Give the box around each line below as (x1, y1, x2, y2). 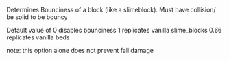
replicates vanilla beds (6, 33, 70, 41)
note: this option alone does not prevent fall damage (6, 47, 154, 54)
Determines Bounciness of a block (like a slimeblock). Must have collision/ (6, 6, 217, 14)
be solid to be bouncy (6, 13, 68, 21)
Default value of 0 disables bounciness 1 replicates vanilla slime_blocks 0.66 (6, 26, 222, 34)
